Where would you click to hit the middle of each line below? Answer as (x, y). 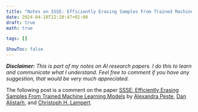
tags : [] (17, 39)
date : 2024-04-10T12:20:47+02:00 (47, 17)
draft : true (21, 22)
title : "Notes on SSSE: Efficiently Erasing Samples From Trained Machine (100, 11)
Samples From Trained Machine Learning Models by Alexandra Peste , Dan (96, 96)
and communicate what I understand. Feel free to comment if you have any (98, 72)
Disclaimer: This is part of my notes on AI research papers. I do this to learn (99, 66)
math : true (19, 28)
